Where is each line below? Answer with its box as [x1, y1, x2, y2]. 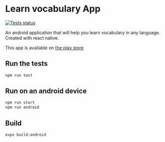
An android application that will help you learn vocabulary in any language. [5, 29, 160, 35]
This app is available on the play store [5, 44, 84, 51]
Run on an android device [5, 87, 87, 96]
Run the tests [5, 59, 48, 68]
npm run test [5, 73, 33, 78]
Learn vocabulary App [5, 3, 101, 15]
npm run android [5, 105, 39, 110]
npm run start [5, 100, 35, 105]
